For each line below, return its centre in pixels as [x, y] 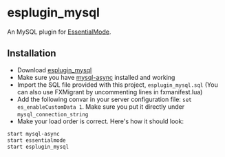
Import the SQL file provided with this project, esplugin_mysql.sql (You [117, 85]
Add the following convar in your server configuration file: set [105, 99]
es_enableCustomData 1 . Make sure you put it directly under [100, 106]
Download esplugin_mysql [54, 70]
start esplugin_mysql [38, 147]
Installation [32, 53]
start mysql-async [33, 134]
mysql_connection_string [53, 114]
